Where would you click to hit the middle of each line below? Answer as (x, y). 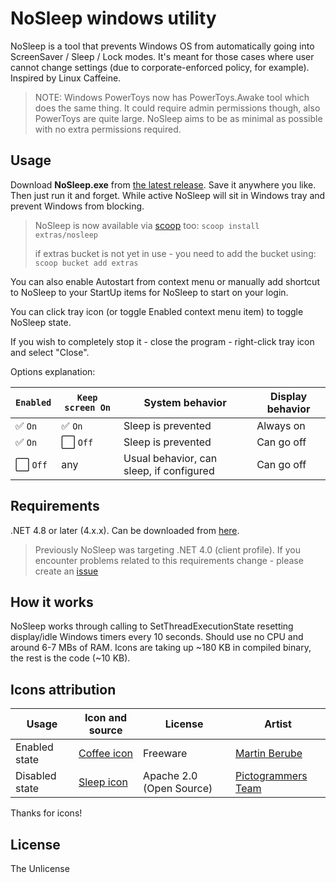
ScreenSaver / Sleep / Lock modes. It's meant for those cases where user (162, 56)
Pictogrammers (271, 776)
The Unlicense (40, 868)
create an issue (66, 571)
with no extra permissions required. (108, 129)
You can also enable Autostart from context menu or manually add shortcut (165, 281)
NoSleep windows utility (113, 18)
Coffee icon (105, 754)
